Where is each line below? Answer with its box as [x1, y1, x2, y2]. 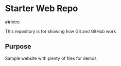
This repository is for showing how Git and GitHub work [5, 28, 116, 34]
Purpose [5, 42, 32, 51]
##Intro [5, 19, 20, 25]
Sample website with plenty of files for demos [5, 55, 97, 61]
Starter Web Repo [5, 3, 78, 14]
